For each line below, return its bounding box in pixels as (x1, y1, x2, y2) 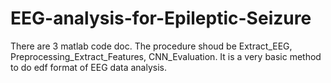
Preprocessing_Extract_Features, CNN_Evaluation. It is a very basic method (10, 50, 322, 62)
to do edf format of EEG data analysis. (10, 61, 167, 73)
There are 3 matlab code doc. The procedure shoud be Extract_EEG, (10, 40, 293, 52)
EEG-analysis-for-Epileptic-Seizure (10, 7, 312, 30)
